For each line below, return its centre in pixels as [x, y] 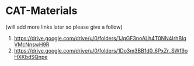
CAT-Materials [41, 11]
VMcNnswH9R [32, 44]
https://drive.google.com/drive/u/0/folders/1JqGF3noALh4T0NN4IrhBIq [100, 38]
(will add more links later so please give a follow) [64, 27]
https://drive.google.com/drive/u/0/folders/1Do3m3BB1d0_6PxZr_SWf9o [101, 50]
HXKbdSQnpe [31, 57]
